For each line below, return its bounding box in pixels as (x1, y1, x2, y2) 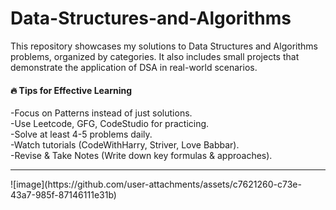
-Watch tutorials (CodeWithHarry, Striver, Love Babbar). (10, 139, 240, 151)
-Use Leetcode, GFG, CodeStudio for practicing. (10, 118, 210, 130)
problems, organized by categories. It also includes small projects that (10, 50, 300, 62)
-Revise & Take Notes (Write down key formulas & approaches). (10, 150, 273, 162)
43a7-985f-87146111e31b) (10, 189, 117, 201)
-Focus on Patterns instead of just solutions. (10, 107, 193, 119)
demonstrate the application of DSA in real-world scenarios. (10, 61, 258, 73)
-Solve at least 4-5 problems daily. (10, 128, 153, 141)
